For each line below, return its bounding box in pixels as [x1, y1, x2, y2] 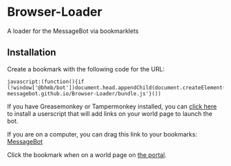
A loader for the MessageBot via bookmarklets [7, 27, 139, 35]
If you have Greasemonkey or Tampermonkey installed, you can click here [7, 102, 217, 110]
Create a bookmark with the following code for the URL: [7, 64, 165, 73]
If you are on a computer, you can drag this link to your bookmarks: [7, 130, 197, 138]
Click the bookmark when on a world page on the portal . [7, 150, 167, 158]
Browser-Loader [7, 4, 102, 20]
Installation [7, 47, 56, 58]
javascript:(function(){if [7, 78, 85, 85]
